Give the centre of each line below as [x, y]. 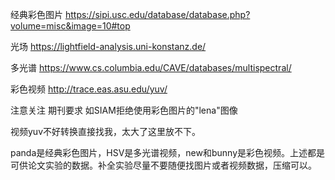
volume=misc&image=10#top [70, 26]
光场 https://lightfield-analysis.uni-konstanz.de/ [108, 46]
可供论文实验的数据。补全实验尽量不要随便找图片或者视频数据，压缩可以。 [163, 165]
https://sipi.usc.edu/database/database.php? [157, 14]
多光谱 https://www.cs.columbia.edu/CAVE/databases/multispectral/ [151, 67]
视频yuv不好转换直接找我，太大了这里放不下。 [106, 131]
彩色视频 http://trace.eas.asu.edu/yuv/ [89, 89]
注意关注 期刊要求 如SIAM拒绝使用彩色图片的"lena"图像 [124, 110]
